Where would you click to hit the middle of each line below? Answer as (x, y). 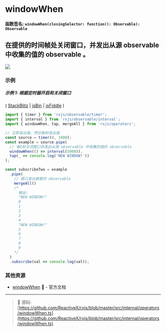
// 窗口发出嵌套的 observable (42, 179)
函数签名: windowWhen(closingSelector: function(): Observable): (73, 24)
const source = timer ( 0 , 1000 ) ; (38, 137)
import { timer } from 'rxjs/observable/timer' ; (56, 115)
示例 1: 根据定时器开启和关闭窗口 (38, 93)
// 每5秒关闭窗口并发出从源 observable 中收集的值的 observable (71, 147)
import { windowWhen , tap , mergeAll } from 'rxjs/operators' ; (70, 124)
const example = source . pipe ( (36, 142)
